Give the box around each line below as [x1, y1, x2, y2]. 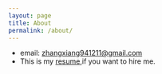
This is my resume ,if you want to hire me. [19, 56, 156, 66]
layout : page [8, 11, 52, 20]
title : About [8, 19, 52, 27]
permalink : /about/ [8, 26, 73, 34]
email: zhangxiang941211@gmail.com [19, 49, 143, 58]
